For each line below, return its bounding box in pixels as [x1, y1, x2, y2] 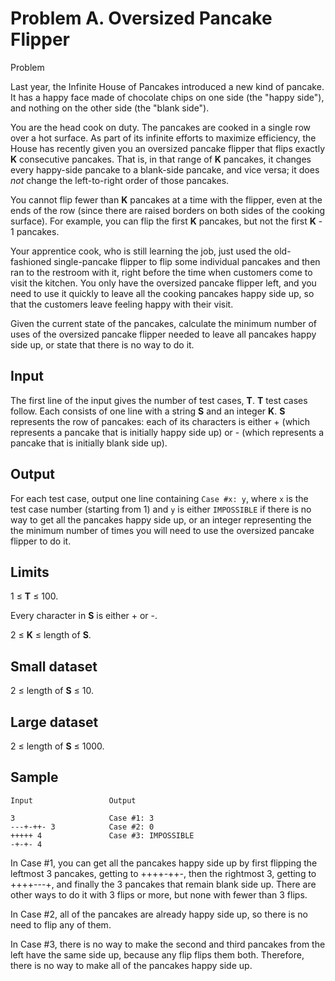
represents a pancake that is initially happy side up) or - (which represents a [10, 426, 325, 438]
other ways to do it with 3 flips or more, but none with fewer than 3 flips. [10, 888, 308, 901]
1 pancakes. [10, 225, 60, 237]
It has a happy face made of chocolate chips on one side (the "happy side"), [10, 91, 325, 103]
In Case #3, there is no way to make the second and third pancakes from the [10, 938, 326, 950]
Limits [10, 563, 50, 581]
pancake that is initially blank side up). [10, 437, 168, 449]
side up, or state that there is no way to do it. [10, 338, 195, 351]
